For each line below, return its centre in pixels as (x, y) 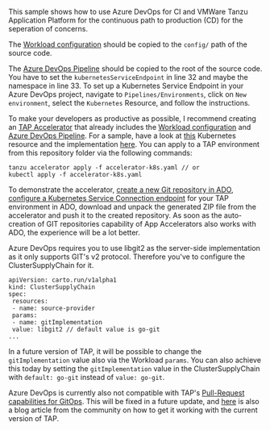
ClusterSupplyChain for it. (51, 265)
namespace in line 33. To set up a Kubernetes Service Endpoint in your (126, 86)
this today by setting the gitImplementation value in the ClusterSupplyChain (134, 369)
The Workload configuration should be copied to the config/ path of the (128, 44)
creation (22, 224)
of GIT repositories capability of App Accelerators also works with (147, 224)
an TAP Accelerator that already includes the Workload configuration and (130, 127)
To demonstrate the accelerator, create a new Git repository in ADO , (121, 190)
